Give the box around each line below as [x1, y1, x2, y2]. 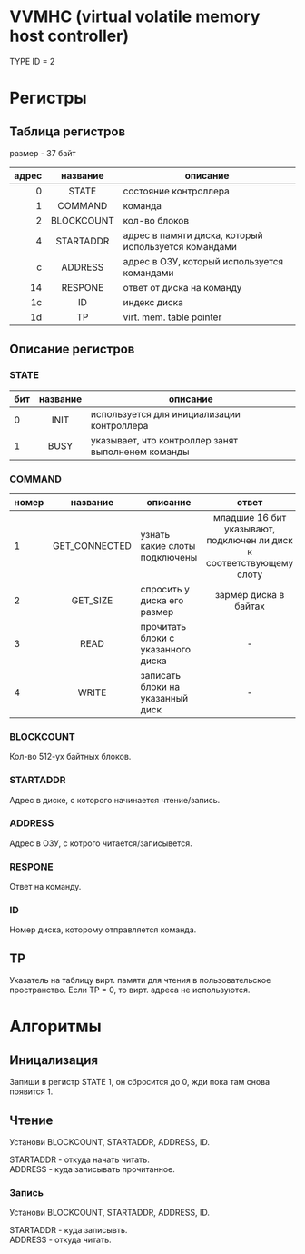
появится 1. [9, 1086, 54, 1097]
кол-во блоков [123, 214, 189, 226]
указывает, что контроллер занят [90, 433, 239, 446]
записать [140, 669, 182, 682]
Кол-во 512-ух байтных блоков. [9, 751, 132, 762]
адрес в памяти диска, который [123, 229, 263, 242]
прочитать [140, 620, 187, 632]
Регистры [9, 88, 88, 108]
